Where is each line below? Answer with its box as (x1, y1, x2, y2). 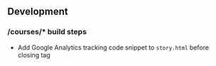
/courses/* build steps (7, 27, 87, 37)
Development (7, 6, 69, 18)
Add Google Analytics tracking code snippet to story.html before (17, 43, 210, 52)
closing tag (17, 50, 51, 59)
